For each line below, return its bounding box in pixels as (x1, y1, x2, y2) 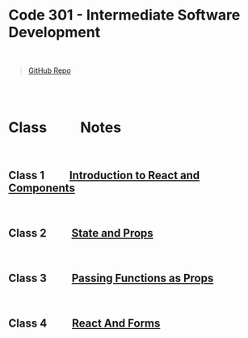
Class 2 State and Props (8, 226, 153, 240)
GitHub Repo (27, 66, 71, 75)
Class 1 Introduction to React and (8, 169, 200, 182)
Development (8, 24, 101, 41)
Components (8, 182, 75, 195)
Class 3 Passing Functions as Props (8, 271, 214, 285)
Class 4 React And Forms (8, 316, 161, 330)
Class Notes (8, 118, 122, 137)
